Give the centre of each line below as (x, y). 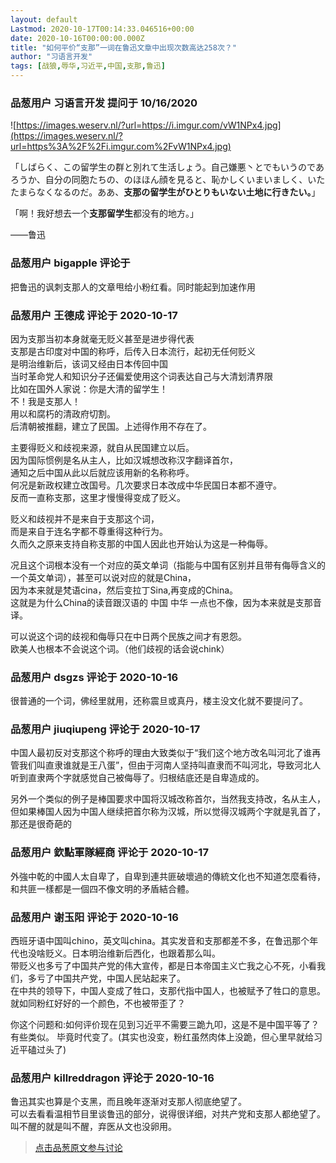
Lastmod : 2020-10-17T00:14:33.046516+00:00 (102, 29)
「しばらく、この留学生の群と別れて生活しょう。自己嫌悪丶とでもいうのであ (167, 167)
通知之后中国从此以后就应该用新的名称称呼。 (102, 472)
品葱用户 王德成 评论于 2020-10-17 (94, 315)
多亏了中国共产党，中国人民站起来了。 (106, 978)
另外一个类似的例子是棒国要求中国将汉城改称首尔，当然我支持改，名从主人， (168, 799)
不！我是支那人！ (45, 401)
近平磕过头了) (38, 1050)
